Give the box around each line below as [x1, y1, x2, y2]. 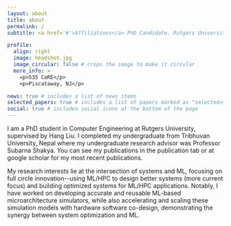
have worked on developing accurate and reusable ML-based [7, 189, 181, 197]
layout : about [7, 10, 48, 17]
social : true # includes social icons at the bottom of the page [7, 105, 198, 112]
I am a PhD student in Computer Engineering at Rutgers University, [7, 125, 196, 132]
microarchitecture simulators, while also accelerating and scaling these [7, 196, 208, 204]
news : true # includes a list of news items [7, 92, 137, 100]
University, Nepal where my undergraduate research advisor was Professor [7, 139, 221, 147]
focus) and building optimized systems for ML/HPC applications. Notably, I [7, 182, 219, 189]
